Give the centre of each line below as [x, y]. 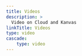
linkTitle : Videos [28, 28]
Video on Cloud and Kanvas [44, 22]
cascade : [17, 38]
